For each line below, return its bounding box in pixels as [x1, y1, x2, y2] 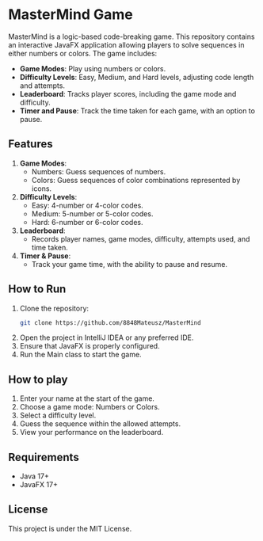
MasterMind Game [8, 6, 133, 24]
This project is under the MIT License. [8, 524, 132, 533]
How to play [8, 372, 68, 386]
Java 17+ [19, 471, 49, 481]
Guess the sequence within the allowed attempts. [19, 419, 181, 429]
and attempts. [19, 81, 66, 90]
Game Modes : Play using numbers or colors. [19, 63, 166, 73]
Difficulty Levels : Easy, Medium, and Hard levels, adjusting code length [19, 72, 254, 82]
